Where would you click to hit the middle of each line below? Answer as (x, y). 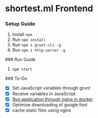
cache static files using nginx (42, 110)
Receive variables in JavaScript (44, 94)
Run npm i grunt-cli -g (37, 45)
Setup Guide (20, 24)
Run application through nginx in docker (52, 99)
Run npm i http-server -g (39, 50)
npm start (22, 70)
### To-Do (16, 78)
